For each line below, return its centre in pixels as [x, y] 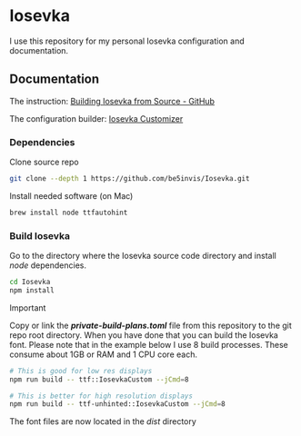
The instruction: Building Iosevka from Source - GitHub [112, 101]
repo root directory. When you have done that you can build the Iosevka [144, 335]
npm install [32, 290]
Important [28, 307]
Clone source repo [44, 162]
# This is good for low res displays [81, 371]
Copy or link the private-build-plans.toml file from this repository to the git [151, 325]
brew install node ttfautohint [69, 213]
